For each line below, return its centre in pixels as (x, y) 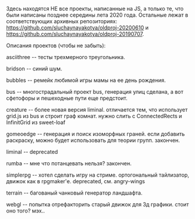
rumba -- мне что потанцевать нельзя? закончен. (69, 163)
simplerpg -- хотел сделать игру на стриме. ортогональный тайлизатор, (98, 175)
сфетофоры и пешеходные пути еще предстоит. (67, 98)
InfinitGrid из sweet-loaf (36, 122)
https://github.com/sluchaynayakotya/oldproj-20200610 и (78, 27)
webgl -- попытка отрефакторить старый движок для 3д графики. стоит (97, 204)
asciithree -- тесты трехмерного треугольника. (66, 57)
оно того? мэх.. (26, 211)
